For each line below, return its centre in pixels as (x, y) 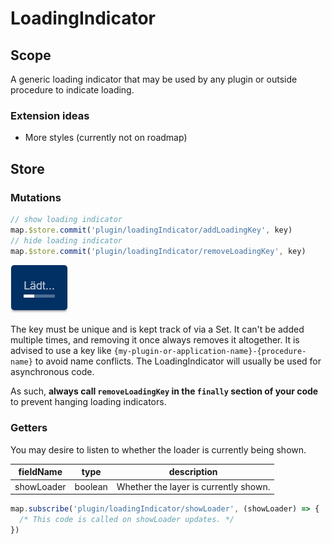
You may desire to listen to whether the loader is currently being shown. (158, 449)
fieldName (40, 472)
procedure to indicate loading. (72, 90)
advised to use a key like (61, 351)
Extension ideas (50, 115)
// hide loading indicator (66, 240)
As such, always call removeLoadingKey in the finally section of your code (164, 391)
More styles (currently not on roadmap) (106, 138)
